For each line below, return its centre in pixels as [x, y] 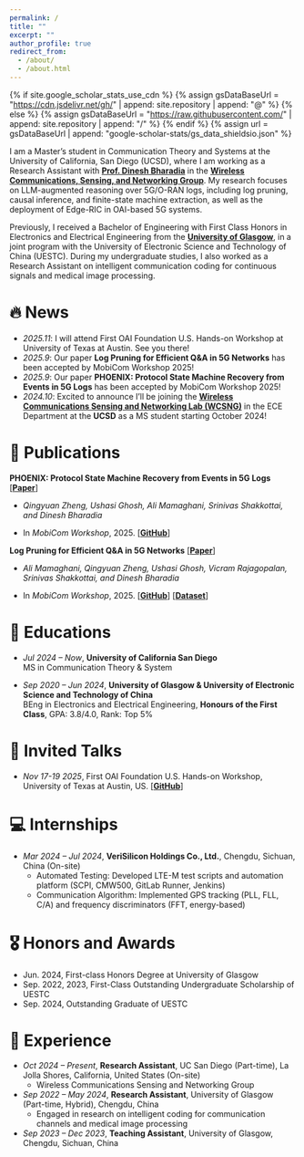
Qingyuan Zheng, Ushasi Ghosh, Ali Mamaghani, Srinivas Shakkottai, [153, 505]
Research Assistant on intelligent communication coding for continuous [143, 266]
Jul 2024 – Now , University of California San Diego [120, 657]
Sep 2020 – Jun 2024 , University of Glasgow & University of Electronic [158, 684]
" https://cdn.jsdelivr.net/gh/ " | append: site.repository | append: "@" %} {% [151, 104]
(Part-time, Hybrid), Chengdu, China [91, 1104]
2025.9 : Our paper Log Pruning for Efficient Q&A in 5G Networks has [154, 358]
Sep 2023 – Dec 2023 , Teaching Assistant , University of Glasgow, [147, 1133]
